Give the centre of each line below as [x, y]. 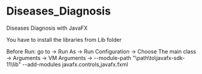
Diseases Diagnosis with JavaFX [47, 28]
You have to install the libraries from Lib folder [64, 39]
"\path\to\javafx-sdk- [159, 58]
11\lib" [14, 64]
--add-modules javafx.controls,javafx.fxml [75, 64]
